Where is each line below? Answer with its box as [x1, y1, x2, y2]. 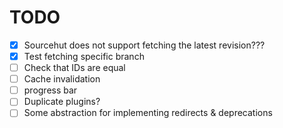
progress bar [23, 84, 78, 96]
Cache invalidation [23, 73, 101, 85]
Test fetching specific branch [23, 51, 145, 62]
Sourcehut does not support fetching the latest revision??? [23, 39, 266, 51]
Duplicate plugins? [23, 96, 101, 108]
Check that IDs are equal [23, 62, 126, 74]
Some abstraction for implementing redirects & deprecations [23, 107, 273, 119]
